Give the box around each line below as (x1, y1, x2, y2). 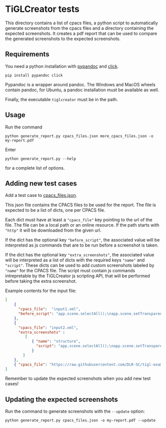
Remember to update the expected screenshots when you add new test (5, 375, 151, 381)
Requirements (5, 50, 49, 59)
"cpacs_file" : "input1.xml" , (18, 306, 81, 312)
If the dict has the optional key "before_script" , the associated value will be (5, 237, 160, 243)
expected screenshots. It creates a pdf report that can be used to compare (5, 30, 157, 36)
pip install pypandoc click (5, 73, 63, 78)
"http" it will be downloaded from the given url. (5, 227, 102, 234)
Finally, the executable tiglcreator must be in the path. (5, 96, 118, 102)
